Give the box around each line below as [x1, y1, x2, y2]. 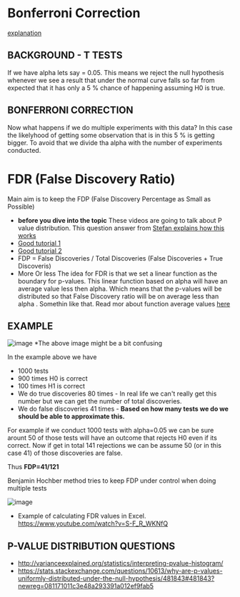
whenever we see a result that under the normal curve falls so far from [7, 76, 216, 84]
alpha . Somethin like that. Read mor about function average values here [17, 299, 231, 308]
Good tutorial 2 [17, 246, 62, 255]
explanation [7, 29, 42, 37]
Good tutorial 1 [17, 239, 61, 247]
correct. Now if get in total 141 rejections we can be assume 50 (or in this [7, 441, 221, 450]
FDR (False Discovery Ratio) [7, 171, 176, 187]
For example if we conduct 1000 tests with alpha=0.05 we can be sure [7, 426, 214, 435]
